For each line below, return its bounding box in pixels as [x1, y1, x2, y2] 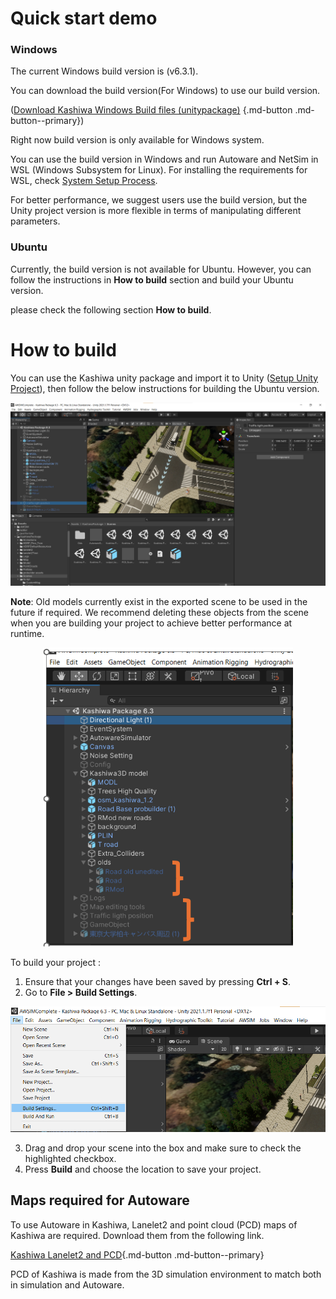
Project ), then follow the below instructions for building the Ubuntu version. [10, 382, 320, 394]
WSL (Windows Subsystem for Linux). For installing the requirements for [10, 164, 308, 176]
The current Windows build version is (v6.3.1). [10, 65, 199, 77]
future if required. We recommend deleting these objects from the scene [10, 606, 310, 618]
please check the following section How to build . [10, 303, 212, 316]
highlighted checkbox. [24, 1153, 117, 1164]
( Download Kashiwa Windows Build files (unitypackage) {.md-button [10, 104, 293, 116]
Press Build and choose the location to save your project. [24, 1163, 262, 1175]
